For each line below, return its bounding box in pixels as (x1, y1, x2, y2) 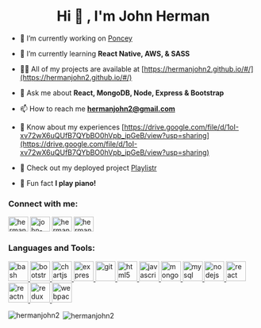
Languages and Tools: (8, 242, 95, 253)
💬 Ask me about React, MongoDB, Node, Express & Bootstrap (19, 87, 225, 98)
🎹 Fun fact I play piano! (19, 178, 97, 187)
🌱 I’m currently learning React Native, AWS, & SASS (19, 48, 190, 58)
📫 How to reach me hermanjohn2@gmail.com (19, 103, 176, 114)
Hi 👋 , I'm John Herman (56, 7, 210, 25)
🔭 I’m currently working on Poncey (19, 33, 133, 43)
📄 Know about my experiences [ (19, 122, 125, 132)
